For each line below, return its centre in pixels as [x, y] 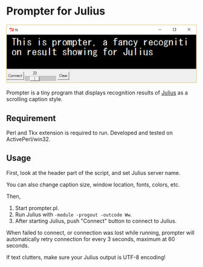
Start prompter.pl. [37, 208]
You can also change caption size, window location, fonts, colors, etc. [93, 184]
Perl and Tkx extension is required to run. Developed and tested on [90, 133]
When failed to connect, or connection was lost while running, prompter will [100, 232]
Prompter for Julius [56, 11]
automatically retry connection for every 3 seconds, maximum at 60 [91, 239]
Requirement [31, 118]
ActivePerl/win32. [28, 139]
